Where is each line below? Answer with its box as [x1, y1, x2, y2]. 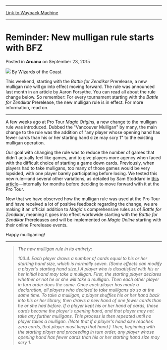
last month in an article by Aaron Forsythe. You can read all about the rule [5, 88, 156, 94]
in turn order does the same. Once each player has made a [17, 281, 139, 287]
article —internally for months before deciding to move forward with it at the [5, 181, 160, 187]
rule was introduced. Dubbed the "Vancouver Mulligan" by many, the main [5, 124, 157, 130]
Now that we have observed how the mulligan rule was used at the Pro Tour [5, 196, 161, 202]
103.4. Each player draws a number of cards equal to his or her [17, 255, 148, 261]
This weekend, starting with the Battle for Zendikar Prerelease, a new [5, 78, 147, 84]
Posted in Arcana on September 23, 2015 [5, 58, 90, 64]
